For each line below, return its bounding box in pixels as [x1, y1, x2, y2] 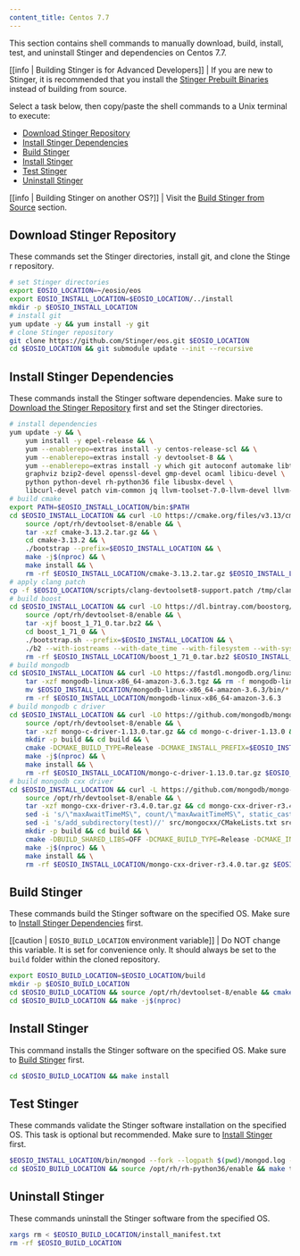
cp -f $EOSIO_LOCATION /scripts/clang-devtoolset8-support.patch [9, 586, 254, 595]
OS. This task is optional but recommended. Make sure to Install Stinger [9, 1129, 273, 1140]
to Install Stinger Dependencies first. [9, 917, 144, 929]
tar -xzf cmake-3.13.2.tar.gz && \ [25, 528, 158, 537]
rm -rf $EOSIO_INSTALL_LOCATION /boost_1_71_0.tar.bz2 [25, 652, 229, 661]
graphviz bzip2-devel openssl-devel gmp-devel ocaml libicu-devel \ [25, 470, 286, 479]
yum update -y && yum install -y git [9, 319, 150, 329]
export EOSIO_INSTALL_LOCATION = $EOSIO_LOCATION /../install [9, 295, 234, 304]
